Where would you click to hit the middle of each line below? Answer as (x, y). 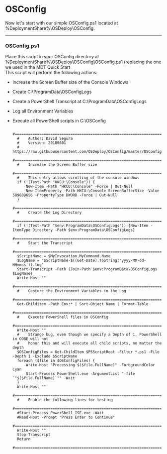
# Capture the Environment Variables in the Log (72, 291)
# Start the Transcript (45, 243)
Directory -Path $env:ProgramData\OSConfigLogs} (84, 230)
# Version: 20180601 (42, 143)
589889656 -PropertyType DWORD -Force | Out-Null (65, 195)
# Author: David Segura (45, 139)
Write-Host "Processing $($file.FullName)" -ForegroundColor (90, 365)
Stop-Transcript (34, 435)
